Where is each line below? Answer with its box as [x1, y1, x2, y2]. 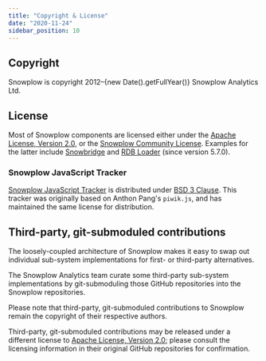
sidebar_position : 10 [8, 26, 80, 34]
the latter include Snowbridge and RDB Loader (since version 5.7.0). [8, 147, 231, 157]
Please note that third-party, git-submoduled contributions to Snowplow [8, 303, 244, 312]
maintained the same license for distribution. [8, 202, 155, 212]
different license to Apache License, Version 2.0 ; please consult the [8, 335, 230, 345]
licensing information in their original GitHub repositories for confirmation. [8, 344, 251, 354]
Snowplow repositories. [8, 288, 86, 297]
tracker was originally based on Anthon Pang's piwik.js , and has [8, 193, 222, 204]
